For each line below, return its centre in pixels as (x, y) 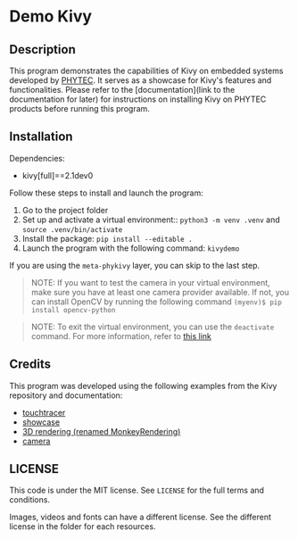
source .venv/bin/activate (72, 229)
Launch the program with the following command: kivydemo (131, 248)
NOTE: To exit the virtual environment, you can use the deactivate (153, 327)
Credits (30, 365)
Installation (41, 137)
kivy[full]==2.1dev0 (58, 175)
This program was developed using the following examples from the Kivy (143, 386)
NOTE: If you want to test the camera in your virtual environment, (150, 282)
